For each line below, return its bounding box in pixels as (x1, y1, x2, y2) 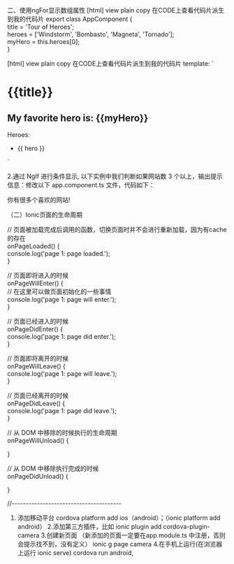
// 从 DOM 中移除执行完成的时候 (7, 464, 99, 472)
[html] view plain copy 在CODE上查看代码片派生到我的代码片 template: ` (7, 59, 214, 68)
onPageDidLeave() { (7, 399, 66, 407)
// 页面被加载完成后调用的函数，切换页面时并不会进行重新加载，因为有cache (7, 226, 227, 233)
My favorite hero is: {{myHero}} (7, 112, 149, 124)
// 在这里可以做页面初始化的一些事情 (7, 287, 112, 296)
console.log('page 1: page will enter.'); (7, 296, 117, 303)
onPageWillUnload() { (7, 436, 69, 444)
